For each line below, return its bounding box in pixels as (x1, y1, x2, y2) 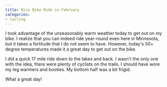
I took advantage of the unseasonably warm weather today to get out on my (5, 30, 162, 36)
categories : (5, 12, 30, 17)
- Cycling (5, 16, 26, 21)
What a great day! (5, 76, 42, 82)
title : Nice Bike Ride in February (5, 7, 80, 12)
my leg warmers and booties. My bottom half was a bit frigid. (5, 66, 131, 72)
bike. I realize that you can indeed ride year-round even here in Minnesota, (5, 35, 159, 41)
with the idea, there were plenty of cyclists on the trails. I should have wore (5, 61, 160, 67)
